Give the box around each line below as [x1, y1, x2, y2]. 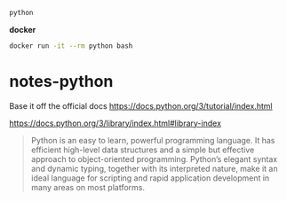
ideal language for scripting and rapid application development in [30, 173, 270, 183]
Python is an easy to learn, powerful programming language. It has [30, 135, 275, 145]
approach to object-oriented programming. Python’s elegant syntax [30, 153, 278, 164]
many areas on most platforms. [30, 182, 145, 192]
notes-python [9, 71, 114, 91]
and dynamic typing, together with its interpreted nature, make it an [30, 163, 278, 174]
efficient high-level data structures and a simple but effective [30, 144, 255, 155]
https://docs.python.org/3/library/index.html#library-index [9, 118, 222, 128]
